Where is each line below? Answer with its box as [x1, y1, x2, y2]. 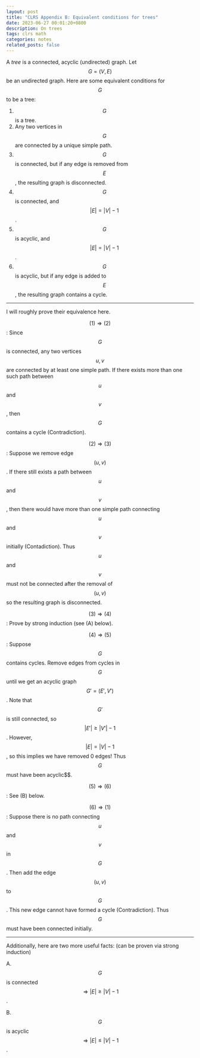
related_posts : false [6, 42, 60, 48]
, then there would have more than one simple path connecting [6, 505, 160, 512]
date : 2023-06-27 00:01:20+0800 [6, 20, 86, 26]
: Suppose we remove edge [6, 449, 74, 457]
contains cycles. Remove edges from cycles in [6, 659, 120, 666]
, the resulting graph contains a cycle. [14, 291, 108, 298]
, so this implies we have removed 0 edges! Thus [6, 752, 126, 759]
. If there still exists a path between [6, 468, 92, 475]
